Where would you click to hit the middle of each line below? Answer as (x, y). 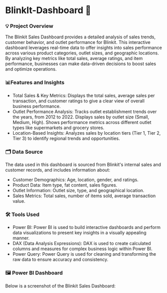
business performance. (37, 106)
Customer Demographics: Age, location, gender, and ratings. (75, 180)
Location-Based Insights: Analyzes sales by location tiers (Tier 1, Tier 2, (87, 133)
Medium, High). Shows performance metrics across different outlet (82, 122)
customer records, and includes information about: (58, 170)
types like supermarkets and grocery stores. (58, 128)
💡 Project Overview (29, 26)
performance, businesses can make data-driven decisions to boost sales (81, 64)
